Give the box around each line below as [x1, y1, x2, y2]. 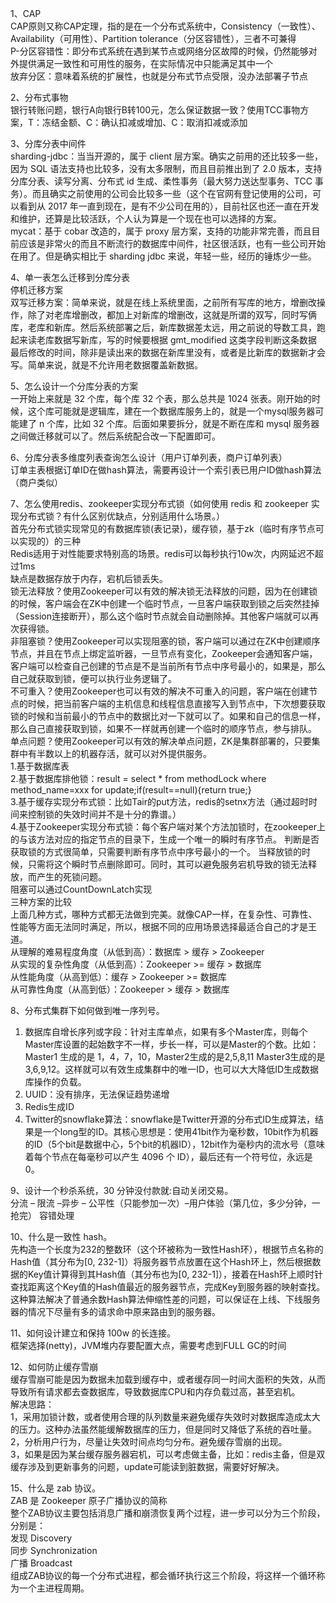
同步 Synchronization [10, 1545, 98, 1556]
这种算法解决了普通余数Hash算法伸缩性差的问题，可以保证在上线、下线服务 [10, 1293, 321, 1305]
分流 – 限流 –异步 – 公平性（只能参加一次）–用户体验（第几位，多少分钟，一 [10, 1197, 321, 1209]
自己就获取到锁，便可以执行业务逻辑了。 [10, 673, 177, 684]
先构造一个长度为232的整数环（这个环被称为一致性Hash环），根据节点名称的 [10, 1243, 324, 1255]
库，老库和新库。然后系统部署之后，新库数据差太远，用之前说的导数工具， [10, 322, 317, 333]
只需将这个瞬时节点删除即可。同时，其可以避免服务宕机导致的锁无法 [27, 858, 308, 870]
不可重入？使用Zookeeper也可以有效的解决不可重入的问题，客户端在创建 [10, 685, 310, 697]
